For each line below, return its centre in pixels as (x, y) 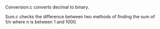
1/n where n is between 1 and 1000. (41, 22)
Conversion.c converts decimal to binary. (47, 7)
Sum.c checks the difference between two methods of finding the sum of (80, 16)
